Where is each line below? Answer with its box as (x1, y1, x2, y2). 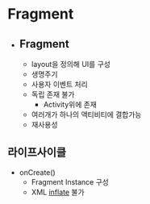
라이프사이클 (7, 146, 66, 160)
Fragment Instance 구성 (31, 177, 110, 186)
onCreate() (19, 167, 56, 177)
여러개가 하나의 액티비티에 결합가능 (31, 110, 142, 119)
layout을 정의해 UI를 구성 (31, 60, 110, 69)
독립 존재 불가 (31, 90, 75, 99)
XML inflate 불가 (31, 187, 85, 197)
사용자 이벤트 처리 (31, 80, 88, 89)
